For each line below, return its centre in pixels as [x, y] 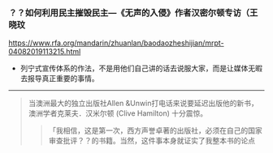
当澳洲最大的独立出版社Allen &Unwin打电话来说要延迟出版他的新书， [143, 104]
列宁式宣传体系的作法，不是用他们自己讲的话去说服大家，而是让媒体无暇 [141, 68]
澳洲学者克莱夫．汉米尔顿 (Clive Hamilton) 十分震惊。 [118, 113]
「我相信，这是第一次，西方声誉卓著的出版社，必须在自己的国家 [155, 130]
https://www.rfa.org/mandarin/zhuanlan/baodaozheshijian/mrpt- [117, 43]
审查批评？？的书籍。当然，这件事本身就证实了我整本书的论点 [152, 141]
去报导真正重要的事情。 [59, 79]
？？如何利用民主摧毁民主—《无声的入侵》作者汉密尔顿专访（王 [133, 12]
